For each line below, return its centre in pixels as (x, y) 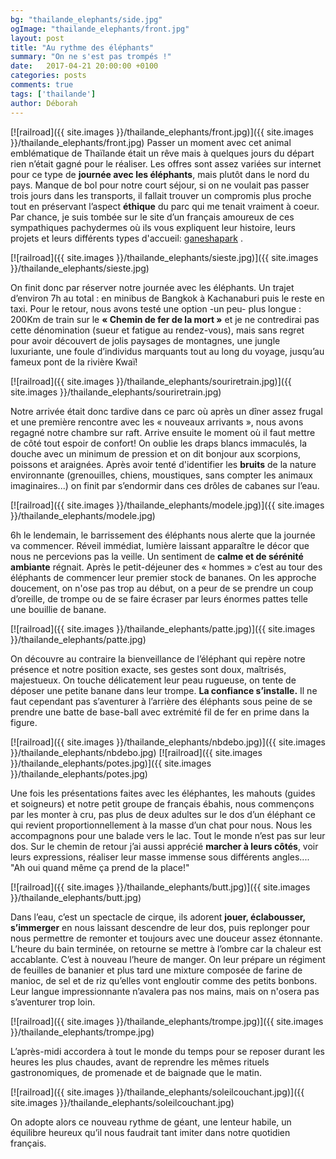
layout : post (37, 38)
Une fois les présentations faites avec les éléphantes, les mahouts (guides (163, 793)
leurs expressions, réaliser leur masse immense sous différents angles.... (160, 857)
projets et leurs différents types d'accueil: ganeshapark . (126, 238)
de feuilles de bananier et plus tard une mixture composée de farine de (156, 970)
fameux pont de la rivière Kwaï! (74, 362)
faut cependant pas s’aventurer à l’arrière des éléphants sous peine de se (161, 701)
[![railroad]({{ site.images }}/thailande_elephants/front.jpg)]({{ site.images (162, 132)
